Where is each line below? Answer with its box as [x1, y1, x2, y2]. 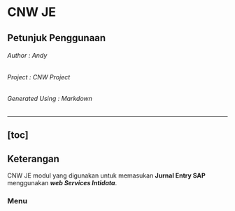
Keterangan [7, 153, 59, 164]
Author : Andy [7, 52, 48, 60]
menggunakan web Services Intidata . [7, 179, 117, 187]
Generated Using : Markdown [7, 95, 93, 103]
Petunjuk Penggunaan [7, 32, 106, 44]
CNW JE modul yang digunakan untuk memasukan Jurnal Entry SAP [7, 171, 206, 180]
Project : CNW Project [7, 72, 71, 81]
